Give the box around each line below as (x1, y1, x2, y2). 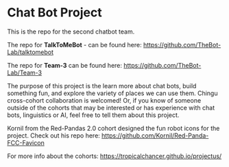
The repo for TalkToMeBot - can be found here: (7, 40, 142, 49)
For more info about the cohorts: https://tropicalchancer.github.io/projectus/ (7, 152, 222, 160)
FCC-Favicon (7, 138, 45, 146)
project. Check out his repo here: (7, 131, 101, 140)
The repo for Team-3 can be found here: (7, 61, 122, 69)
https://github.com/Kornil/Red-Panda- (101, 131, 209, 140)
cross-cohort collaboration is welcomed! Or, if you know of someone (7, 96, 202, 104)
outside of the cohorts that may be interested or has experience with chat (7, 103, 215, 112)
